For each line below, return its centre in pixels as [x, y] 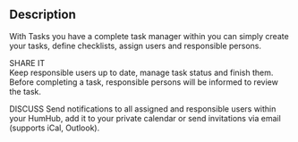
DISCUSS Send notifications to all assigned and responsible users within [143, 109]
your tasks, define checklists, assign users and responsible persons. [136, 46]
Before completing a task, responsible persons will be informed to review [144, 82]
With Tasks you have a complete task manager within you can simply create [149, 36]
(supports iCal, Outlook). [55, 128]
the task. [26, 91]
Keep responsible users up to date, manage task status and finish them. [141, 72]
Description [43, 15]
